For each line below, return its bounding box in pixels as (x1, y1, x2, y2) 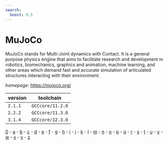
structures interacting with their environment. (5, 72, 100, 79)
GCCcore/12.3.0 (31, 117, 68, 123)
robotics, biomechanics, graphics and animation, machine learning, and (5, 62, 155, 68)
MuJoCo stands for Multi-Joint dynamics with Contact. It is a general (5, 51, 150, 57)
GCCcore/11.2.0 (31, 103, 68, 109)
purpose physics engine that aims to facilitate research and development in (5, 56, 163, 63)
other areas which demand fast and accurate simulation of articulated (5, 67, 151, 73)
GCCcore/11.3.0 (31, 110, 68, 116)
